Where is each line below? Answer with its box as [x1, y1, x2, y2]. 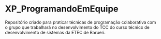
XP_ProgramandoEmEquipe [5, 3, 118, 14]
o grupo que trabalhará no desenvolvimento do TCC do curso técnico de [5, 24, 150, 30]
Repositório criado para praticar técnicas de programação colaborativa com [5, 19, 156, 25]
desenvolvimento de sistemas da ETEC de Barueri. [5, 29, 106, 35]
